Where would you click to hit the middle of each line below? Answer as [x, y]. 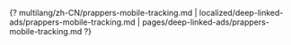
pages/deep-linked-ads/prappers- [206, 22]
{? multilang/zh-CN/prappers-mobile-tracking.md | [103, 13]
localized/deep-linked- [241, 13]
